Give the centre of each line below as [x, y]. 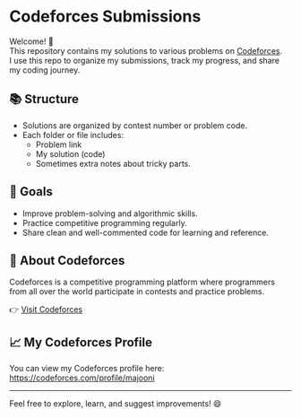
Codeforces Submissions [105, 17]
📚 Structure [44, 99]
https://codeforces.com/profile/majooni [82, 378]
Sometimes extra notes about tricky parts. [113, 163]
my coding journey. [45, 70]
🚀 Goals [31, 192]
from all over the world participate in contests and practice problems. [137, 292]
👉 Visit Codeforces [46, 309]
